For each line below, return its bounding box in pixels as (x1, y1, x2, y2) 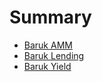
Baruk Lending (23, 49, 85, 61)
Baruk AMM (23, 39, 73, 51)
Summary (9, 6, 92, 29)
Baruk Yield (23, 60, 72, 72)
